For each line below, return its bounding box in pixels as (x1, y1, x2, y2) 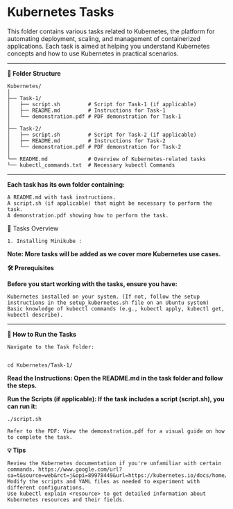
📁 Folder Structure (7, 69, 61, 77)
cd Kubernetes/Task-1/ (7, 362, 73, 369)
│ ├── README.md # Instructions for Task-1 (7, 107, 166, 114)
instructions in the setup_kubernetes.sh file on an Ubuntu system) (7, 299, 209, 306)
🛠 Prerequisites (7, 263, 54, 272)
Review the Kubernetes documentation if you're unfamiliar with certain (7, 460, 222, 467)
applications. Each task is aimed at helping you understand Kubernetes (7, 42, 210, 50)
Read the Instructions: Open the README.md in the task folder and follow (7, 374, 223, 382)
